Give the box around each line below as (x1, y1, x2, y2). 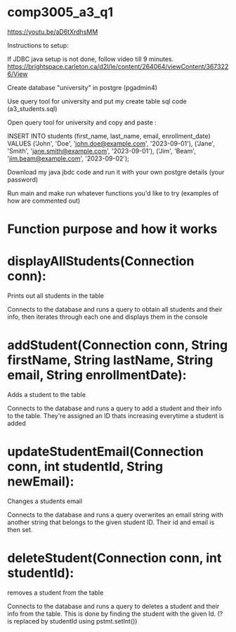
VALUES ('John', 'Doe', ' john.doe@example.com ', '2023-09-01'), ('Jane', (7, 139, 216, 148)
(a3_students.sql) (7, 104, 58, 113)
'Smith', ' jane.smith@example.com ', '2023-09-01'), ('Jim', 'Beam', (7, 146, 196, 155)
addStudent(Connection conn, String (7, 337, 228, 353)
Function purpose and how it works (7, 221, 218, 237)
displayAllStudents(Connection (7, 253, 195, 270)
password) (7, 175, 39, 184)
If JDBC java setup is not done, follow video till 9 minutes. (7, 54, 174, 63)
